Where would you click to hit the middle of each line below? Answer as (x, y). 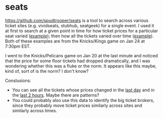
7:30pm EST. (18, 46)
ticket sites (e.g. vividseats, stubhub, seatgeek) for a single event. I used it (80, 25)
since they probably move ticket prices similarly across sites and (77, 105)
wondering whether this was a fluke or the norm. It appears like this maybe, (81, 66)
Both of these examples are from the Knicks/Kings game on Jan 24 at (75, 41)
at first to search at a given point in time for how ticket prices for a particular (81, 31)
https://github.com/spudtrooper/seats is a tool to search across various (77, 20)
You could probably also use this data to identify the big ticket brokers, (83, 100)
